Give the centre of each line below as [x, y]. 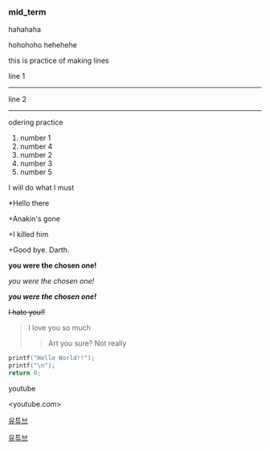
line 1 [17, 76]
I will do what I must [41, 188]
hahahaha [25, 30]
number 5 [36, 172]
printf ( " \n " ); [32, 366]
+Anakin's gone [34, 219]
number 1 [35, 138]
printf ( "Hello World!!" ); [51, 358]
